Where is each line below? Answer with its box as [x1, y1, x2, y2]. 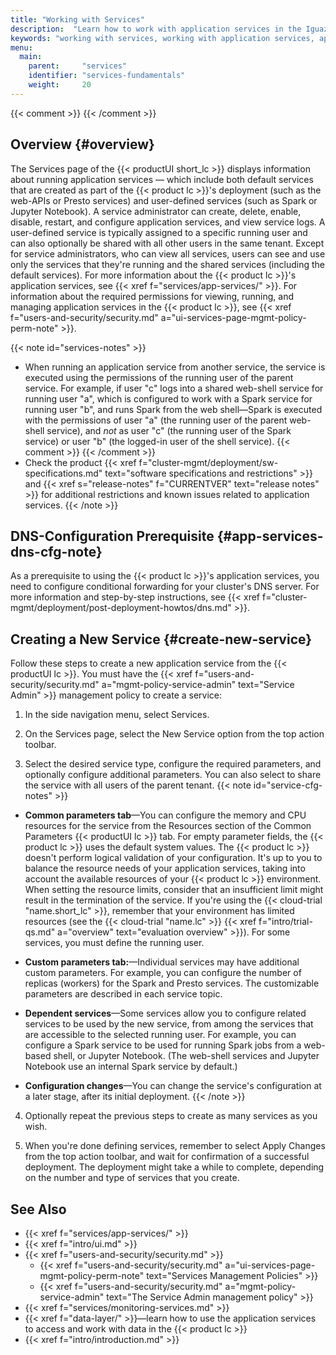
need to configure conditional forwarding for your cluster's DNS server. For [10, 581, 320, 593]
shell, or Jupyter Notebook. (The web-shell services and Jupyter [53, 1050, 320, 1062]
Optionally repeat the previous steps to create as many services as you [24, 1110, 318, 1122]
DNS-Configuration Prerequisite [10, 527, 215, 545]
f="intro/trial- [258, 916, 313, 928]
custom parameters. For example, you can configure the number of [24, 967, 302, 979]
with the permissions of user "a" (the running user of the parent [24, 414, 288, 426]
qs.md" [24, 926, 56, 938]
